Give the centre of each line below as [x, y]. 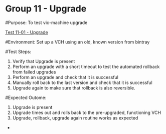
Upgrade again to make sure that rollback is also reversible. [74, 87]
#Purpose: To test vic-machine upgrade [46, 22]
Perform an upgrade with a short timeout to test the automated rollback [86, 66]
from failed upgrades [34, 72]
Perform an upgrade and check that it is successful [65, 77]
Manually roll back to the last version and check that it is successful [82, 82]
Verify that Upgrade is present [44, 61]
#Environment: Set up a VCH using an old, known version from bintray [77, 42]
